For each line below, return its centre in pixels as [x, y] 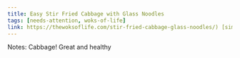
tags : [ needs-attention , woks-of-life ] [67, 21]
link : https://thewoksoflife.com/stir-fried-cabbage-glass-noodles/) [113, 27]
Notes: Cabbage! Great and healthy [60, 47]
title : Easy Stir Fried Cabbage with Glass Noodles [86, 14]
